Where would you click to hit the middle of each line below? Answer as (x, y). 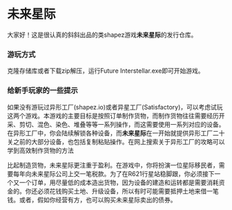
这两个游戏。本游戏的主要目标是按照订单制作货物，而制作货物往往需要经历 (113, 116)
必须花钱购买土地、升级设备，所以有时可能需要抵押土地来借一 (125, 191)
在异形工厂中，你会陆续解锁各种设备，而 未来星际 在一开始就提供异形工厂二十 (116, 133)
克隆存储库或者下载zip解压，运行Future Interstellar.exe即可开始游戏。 (106, 71)
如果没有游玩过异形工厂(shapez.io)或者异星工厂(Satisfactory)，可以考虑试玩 (115, 107)
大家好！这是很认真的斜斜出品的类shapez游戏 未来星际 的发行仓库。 (102, 35)
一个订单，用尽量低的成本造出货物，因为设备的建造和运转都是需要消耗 (119, 182)
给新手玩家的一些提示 (42, 91)
